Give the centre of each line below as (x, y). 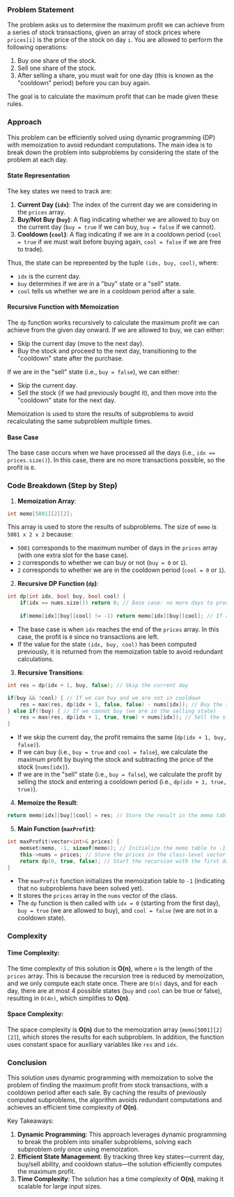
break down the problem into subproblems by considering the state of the (113, 152)
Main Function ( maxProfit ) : (56, 829)
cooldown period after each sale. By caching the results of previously (107, 1092)
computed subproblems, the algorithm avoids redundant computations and (115, 1100)
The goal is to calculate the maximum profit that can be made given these (113, 96)
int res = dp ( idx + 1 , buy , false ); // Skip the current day (98, 685)
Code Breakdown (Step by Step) (62, 485)
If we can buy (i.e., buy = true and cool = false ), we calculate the (112, 752)
